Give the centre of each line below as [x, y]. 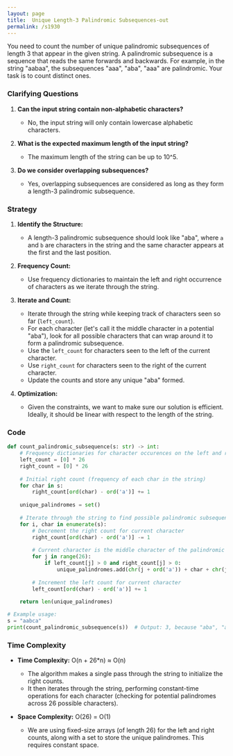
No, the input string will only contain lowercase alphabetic [110, 122]
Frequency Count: [44, 265]
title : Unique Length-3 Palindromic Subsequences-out [88, 20]
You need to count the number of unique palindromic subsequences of [108, 47]
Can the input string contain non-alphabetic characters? [100, 109]
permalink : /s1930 [34, 26]
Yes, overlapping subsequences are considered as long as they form [126, 183]
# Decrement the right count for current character [109, 531]
